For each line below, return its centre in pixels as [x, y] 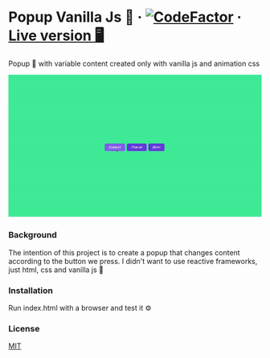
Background [33, 235]
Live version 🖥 [56, 36]
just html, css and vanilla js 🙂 [56, 270]
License [24, 328]
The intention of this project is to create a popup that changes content [124, 252]
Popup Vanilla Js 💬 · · [125, 17]
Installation [31, 291]
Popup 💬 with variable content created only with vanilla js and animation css [134, 63]
